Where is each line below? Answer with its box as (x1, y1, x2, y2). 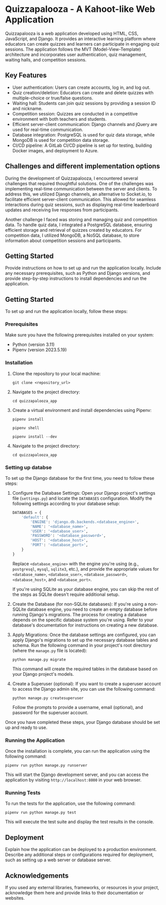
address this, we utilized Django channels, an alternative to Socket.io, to (5, 191, 152, 197)
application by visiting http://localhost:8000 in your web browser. (5, 777, 142, 783)
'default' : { (21, 515, 49, 519)
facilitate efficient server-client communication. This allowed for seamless (5, 196, 156, 202)
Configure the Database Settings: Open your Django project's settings (12, 490, 156, 496)
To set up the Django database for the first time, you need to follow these (5, 475, 155, 481)
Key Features (5, 71, 47, 80)
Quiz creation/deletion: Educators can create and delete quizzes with (12, 89, 154, 95)
